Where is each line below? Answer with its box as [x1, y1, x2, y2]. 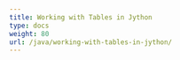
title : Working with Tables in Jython [9, 12, 153, 22]
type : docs [9, 21, 50, 30]
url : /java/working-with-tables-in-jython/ [9, 37, 173, 47]
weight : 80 [9, 29, 50, 38]
